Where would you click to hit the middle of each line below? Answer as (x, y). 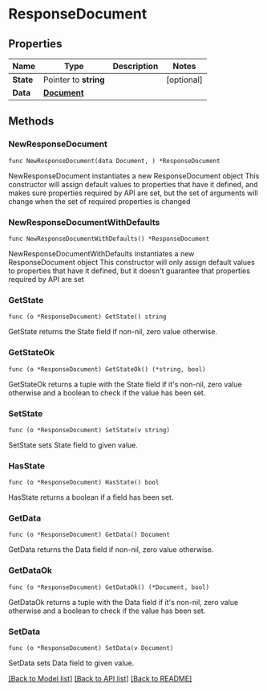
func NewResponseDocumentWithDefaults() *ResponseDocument (109, 239)
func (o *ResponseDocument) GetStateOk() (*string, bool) (107, 369)
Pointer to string (74, 80)
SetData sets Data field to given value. (71, 663)
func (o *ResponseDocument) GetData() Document (89, 535)
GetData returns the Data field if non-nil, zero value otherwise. (111, 550)
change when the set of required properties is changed (99, 201)
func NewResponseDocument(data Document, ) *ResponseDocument (114, 161)
